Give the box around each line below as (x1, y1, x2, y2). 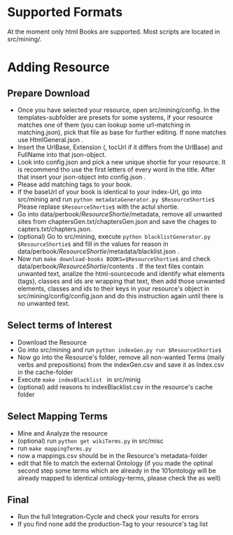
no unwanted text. (17, 299, 70, 307)
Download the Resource (17, 338, 87, 347)
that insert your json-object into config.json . (17, 172, 146, 181)
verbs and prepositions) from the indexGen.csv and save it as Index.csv (17, 360, 225, 368)
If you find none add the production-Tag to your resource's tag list (17, 520, 209, 529)
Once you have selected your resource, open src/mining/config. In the (17, 106, 220, 114)
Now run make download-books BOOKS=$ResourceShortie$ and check (17, 254, 211, 263)
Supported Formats (7, 4, 123, 20)
